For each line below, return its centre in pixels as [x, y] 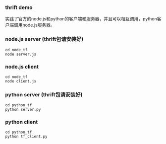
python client [22, 122]
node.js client [22, 67]
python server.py [23, 110]
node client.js [21, 81]
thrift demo [19, 7]
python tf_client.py [27, 137]
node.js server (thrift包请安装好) [44, 39]
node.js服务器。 [39, 25]
